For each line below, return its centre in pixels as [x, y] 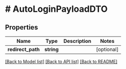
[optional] [107, 49]
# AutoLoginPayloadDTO [56, 9]
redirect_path [24, 49]
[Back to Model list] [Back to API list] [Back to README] [61, 62]
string [51, 49]
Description [77, 41]
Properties [22, 27]
